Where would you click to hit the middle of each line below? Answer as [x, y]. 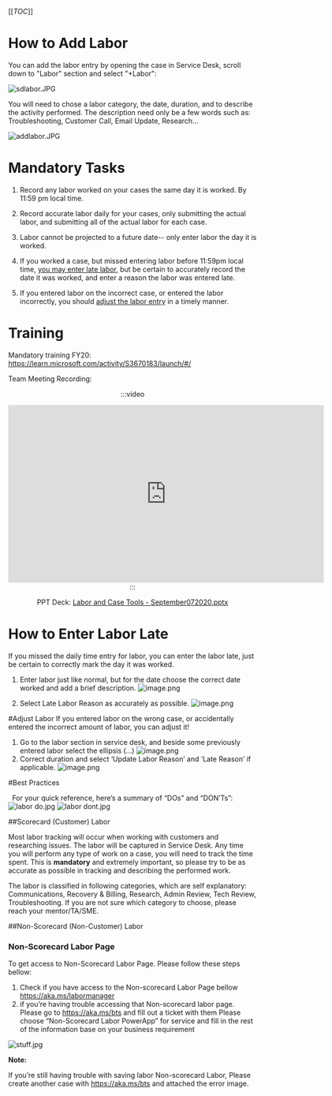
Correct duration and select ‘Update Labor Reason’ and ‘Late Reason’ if [135, 759]
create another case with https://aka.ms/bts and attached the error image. [129, 1083]
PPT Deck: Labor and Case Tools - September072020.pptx [132, 602]
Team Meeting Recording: [50, 379]
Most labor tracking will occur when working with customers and [114, 836]
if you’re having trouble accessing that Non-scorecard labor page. [127, 1004]
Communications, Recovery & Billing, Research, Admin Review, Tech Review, [132, 894]
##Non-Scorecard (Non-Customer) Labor [76, 926]
